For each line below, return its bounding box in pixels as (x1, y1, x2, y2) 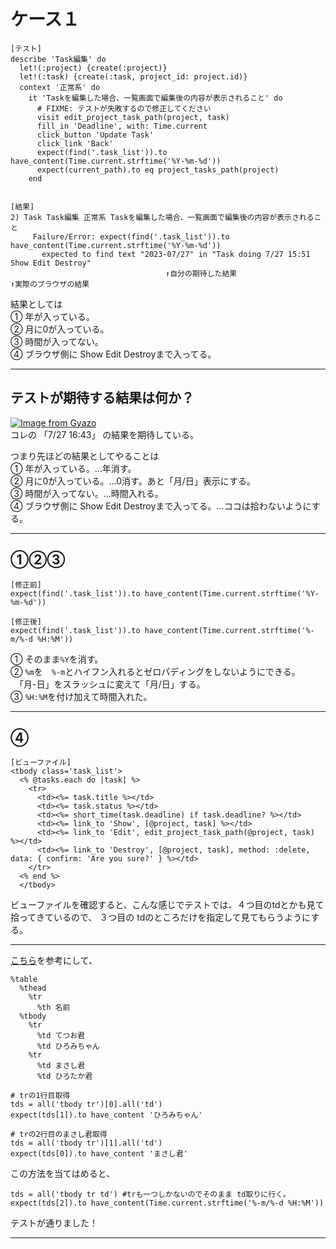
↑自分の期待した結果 (165, 268, 238, 279)
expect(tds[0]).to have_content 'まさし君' (10, 1149, 188, 1159)
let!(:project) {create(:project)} (19, 63, 168, 73)
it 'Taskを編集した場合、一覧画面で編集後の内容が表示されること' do (28, 93, 283, 103)
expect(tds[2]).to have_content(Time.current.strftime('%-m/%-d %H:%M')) (10, 1198, 325, 1209)
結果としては (10, 298, 63, 310)
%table (10, 975, 38, 985)
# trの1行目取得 (10, 1091, 71, 1101)
